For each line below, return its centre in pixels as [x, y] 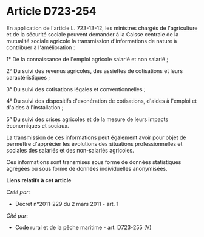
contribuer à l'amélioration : [41, 47]
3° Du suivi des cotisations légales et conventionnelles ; [76, 89]
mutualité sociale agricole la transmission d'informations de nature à [92, 41]
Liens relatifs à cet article [39, 180]
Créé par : [18, 192]
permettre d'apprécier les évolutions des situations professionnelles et [94, 143]
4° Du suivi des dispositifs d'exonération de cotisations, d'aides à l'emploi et [102, 101]
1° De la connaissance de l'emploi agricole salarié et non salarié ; [87, 59]
